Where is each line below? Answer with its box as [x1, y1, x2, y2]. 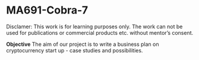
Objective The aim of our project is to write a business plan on [6, 41, 159, 48]
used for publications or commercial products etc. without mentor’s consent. [6, 29, 194, 36]
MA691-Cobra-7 [6, 4, 88, 17]
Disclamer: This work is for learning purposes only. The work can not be [6, 23, 183, 30]
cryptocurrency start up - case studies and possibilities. [6, 46, 143, 54]
